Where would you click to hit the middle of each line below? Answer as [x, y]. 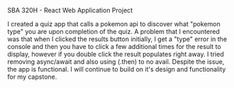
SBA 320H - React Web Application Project [70, 10]
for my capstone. [32, 77]
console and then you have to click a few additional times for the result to [114, 46]
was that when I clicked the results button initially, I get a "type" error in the [117, 39]
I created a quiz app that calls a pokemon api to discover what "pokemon [114, 24]
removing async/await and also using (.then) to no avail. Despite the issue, [116, 62]
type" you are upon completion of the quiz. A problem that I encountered [113, 32]
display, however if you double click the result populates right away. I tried [116, 54]
